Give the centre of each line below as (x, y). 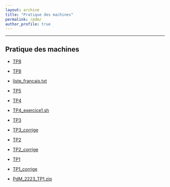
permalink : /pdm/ (24, 19)
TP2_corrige (26, 150)
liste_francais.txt (30, 81)
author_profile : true (28, 24)
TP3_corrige (26, 130)
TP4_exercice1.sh (31, 110)
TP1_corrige (25, 169)
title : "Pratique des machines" (39, 15)
